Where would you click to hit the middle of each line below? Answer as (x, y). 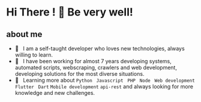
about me (24, 34)
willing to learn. (34, 55)
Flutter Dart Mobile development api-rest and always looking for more (104, 86)
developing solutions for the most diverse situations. (79, 74)
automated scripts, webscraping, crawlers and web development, (96, 67)
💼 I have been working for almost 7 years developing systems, (93, 61)
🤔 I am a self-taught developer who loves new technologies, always (100, 48)
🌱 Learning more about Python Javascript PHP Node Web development (105, 80)
